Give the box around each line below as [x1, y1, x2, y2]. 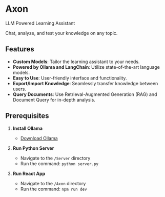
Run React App [12, 170, 46, 176]
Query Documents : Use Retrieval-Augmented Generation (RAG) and [12, 91, 157, 97]
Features [5, 45, 34, 54]
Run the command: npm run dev [20, 186, 87, 192]
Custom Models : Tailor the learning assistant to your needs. [12, 58, 140, 65]
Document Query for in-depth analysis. [12, 96, 96, 103]
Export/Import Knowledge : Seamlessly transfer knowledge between [12, 80, 158, 86]
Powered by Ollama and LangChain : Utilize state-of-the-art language [12, 64, 160, 70]
